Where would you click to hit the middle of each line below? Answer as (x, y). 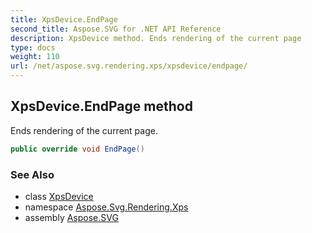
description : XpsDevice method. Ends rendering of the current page (156, 38)
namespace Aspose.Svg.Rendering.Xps (106, 207)
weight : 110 (35, 57)
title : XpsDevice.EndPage (64, 19)
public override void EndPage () (77, 149)
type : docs (33, 47)
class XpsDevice (59, 196)
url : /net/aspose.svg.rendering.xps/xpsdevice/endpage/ (129, 66)
